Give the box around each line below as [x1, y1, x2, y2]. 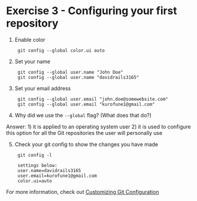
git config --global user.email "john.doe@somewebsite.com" [17, 96, 169, 102]
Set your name [14, 58, 51, 65]
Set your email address [14, 84, 71, 92]
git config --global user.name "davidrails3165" [17, 74, 140, 80]
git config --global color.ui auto [17, 47, 105, 54]
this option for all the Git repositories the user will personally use [6, 129, 163, 136]
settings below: [17, 162, 58, 169]
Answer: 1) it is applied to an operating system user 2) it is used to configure [6, 123, 191, 130]
